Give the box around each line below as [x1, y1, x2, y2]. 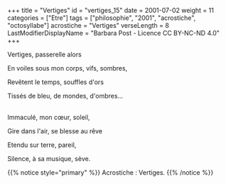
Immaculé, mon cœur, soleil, [7, 113, 90, 121]
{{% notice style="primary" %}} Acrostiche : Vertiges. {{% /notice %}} [7, 168, 214, 177]
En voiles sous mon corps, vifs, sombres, [7, 64, 128, 72]
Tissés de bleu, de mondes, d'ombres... [7, 92, 123, 100]
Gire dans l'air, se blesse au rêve [7, 127, 103, 135]
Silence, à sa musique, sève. [7, 155, 91, 163]
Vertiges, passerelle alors [7, 50, 82, 58]
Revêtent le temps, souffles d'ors [7, 78, 104, 86]
